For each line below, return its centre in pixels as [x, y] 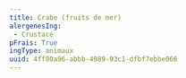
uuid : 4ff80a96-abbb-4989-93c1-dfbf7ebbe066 [93, 59]
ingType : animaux [42, 51]
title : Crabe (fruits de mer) [66, 17]
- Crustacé [33, 34]
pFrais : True [34, 43]
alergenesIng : [36, 26]
